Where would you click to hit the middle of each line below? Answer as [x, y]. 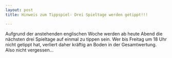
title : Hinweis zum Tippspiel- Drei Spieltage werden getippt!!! [77, 15]
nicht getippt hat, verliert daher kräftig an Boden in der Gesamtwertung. [81, 44]
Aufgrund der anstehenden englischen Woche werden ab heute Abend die [84, 34]
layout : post [19, 10]
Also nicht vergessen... [30, 50]
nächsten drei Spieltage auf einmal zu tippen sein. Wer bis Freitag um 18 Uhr [86, 39]
